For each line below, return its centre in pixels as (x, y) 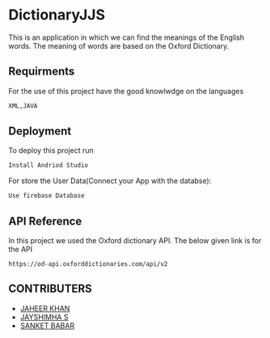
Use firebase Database (46, 196)
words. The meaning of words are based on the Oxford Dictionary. (119, 45)
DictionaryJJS (57, 15)
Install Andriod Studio (49, 165)
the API (21, 249)
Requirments (42, 72)
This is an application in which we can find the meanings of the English (127, 37)
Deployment (40, 131)
